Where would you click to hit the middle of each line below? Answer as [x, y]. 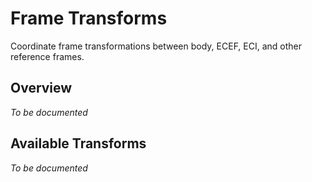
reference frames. [47, 56]
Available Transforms [78, 143]
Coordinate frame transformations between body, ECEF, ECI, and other [156, 46]
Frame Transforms [89, 18]
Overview [41, 88]
